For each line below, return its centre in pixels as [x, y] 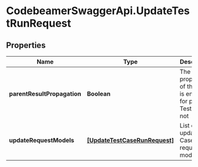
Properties [26, 45]
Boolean [99, 94]
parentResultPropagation [45, 94]
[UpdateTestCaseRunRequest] [131, 140]
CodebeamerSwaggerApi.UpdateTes [98, 11]
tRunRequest [39, 23]
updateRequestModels [42, 140]
